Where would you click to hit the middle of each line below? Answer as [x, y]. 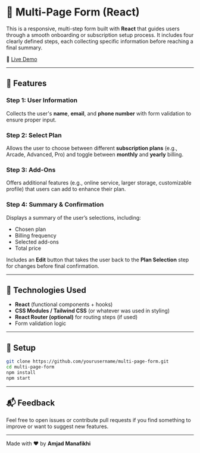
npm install [21, 372]
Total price [28, 248]
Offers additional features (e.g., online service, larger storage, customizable [99, 183]
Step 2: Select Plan [34, 135]
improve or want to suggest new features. [57, 427]
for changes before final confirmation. [53, 266]
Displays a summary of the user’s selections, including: [74, 217]
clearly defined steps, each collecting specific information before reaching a [100, 41]
